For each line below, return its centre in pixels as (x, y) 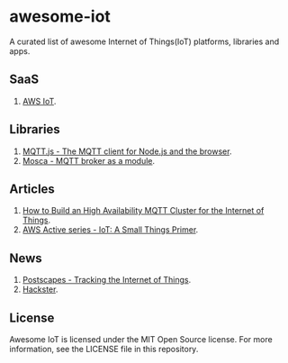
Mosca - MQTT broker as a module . (89, 160)
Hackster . (40, 289)
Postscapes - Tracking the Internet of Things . (107, 280)
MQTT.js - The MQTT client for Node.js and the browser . (127, 151)
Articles (32, 189)
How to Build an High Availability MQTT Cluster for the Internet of (143, 211)
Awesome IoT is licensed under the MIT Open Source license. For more (141, 339)
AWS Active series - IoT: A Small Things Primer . (110, 230)
